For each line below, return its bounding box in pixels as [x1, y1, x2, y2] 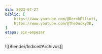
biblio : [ [5, 12, 26, 17]
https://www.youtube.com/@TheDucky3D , [14, 21, 94, 26]
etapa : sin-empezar [5, 30, 45, 35]
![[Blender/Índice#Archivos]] [5, 44, 63, 49]
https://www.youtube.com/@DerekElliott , [14, 16, 98, 21]
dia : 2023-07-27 [5, 7, 38, 12]
